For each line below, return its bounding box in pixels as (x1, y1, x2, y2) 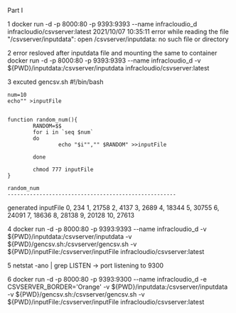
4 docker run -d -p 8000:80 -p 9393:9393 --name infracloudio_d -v (7, 225, 208, 233)
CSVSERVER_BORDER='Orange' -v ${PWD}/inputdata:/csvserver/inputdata (7, 282, 228, 291)
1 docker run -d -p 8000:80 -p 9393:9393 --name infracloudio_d (7, 20, 198, 28)
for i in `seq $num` (33, 129, 94, 136)
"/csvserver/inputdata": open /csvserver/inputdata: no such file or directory (7, 35, 229, 43)
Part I (7, 6, 23, 14)
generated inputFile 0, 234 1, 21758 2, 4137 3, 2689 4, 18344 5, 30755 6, (7, 203, 220, 212)
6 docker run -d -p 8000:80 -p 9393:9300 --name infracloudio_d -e (7, 275, 208, 283)
